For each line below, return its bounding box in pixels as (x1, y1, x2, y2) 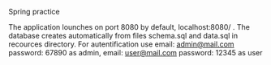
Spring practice (8, 7, 60, 16)
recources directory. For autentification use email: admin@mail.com (8, 39, 234, 49)
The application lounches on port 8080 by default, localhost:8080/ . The (8, 22, 250, 31)
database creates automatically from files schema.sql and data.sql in (8, 31, 238, 40)
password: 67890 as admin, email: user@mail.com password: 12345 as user (8, 48, 263, 57)
